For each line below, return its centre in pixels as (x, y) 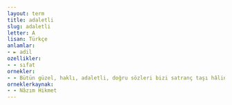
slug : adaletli (29, 26)
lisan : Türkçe (28, 39)
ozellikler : (24, 59)
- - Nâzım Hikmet (32, 90)
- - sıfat (21, 65)
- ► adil (20, 52)
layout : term (26, 13)
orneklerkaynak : (30, 84)
